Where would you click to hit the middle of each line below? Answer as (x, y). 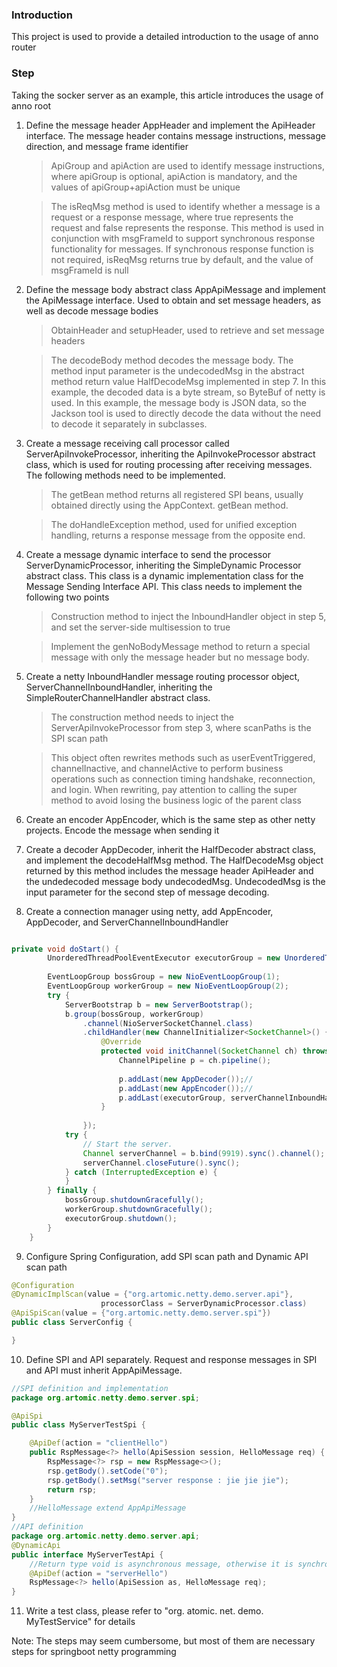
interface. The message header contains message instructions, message (175, 135)
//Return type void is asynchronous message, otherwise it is (161, 1564)
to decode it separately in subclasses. (129, 424)
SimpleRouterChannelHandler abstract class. (118, 697)
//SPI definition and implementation (90, 1388)
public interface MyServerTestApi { (87, 1554)
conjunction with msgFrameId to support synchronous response (183, 238)
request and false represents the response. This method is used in (187, 227)
